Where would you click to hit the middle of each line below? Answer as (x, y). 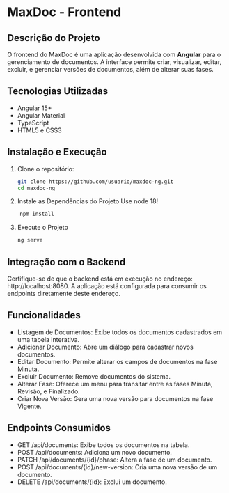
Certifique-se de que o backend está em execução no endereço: (100, 279)
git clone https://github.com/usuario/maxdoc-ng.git (95, 182)
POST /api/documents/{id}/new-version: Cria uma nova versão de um (117, 467)
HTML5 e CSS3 (39, 130)
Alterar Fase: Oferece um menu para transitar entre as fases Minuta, (115, 384)
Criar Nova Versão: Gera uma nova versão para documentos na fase (115, 398)
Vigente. (29, 406)
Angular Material (41, 115)
